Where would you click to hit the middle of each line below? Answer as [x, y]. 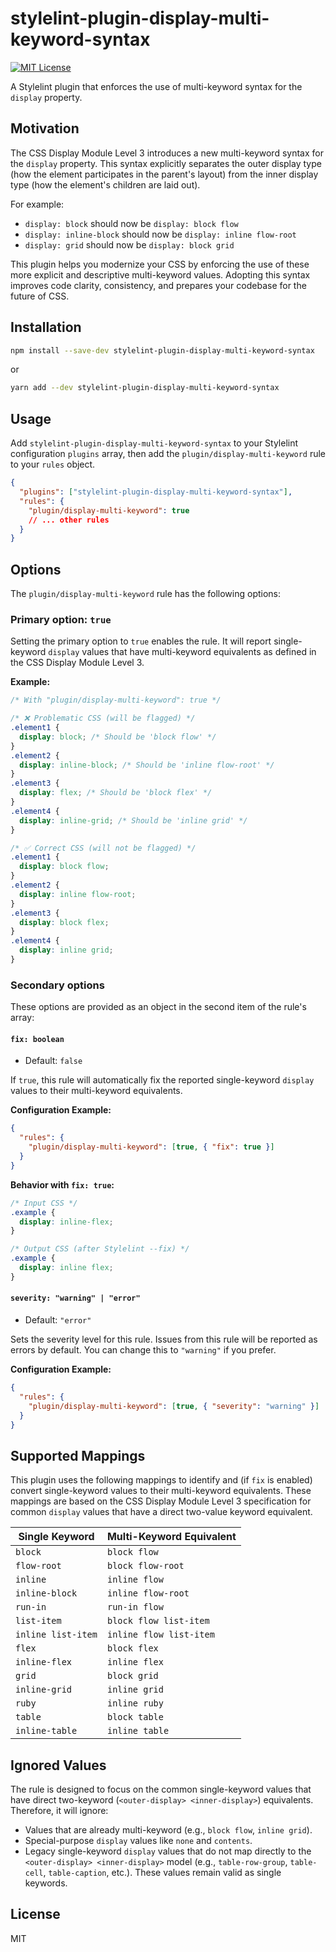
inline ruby [135, 1703]
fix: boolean [37, 1039]
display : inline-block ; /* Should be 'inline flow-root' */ [147, 765]
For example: [37, 204]
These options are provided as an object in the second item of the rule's [158, 1007]
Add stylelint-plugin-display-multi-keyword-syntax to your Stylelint [154, 443]
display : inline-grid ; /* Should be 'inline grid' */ [133, 820]
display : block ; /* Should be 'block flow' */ [118, 737]
